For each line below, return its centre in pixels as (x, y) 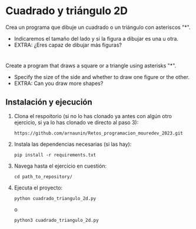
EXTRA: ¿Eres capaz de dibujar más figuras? (68, 45)
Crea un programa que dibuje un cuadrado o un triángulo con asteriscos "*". (98, 27)
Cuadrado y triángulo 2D (67, 11)
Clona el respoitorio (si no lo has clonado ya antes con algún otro (93, 116)
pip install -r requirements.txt (55, 155)
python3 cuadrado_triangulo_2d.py (56, 220)
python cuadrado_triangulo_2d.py (55, 198)
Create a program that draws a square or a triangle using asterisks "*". (91, 66)
